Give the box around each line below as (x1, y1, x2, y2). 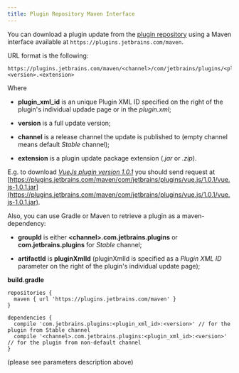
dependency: (7, 219, 46, 227)
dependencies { (7, 314, 53, 321)
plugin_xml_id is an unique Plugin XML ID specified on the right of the (17, 97, 223, 106)
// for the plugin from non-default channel (7, 339, 142, 346)
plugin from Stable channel (7, 326, 91, 334)
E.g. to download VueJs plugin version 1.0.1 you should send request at (7, 168, 216, 176)
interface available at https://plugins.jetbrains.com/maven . (7, 37, 184, 46)
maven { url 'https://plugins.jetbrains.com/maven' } (14, 296, 176, 303)
